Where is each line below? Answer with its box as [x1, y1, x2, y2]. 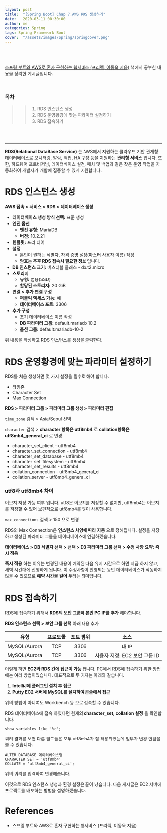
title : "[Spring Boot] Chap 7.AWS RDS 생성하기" [5, 12, 106, 17]
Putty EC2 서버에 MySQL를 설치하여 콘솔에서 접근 [12, 689, 110, 695]
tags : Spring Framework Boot [5, 30, 66, 35]
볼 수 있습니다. [5, 742, 33, 748]
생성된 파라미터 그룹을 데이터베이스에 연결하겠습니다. [14, 533, 117, 540]
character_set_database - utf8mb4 [12, 453, 83, 459]
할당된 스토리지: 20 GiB [19, 283, 66, 289]
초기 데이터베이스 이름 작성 [19, 314, 72, 320]
